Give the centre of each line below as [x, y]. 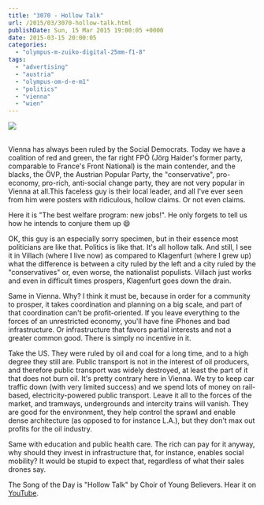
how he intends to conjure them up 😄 [69, 224]
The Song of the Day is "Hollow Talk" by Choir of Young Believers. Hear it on [132, 485]
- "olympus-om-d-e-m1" [52, 81]
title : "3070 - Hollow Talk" [56, 15]
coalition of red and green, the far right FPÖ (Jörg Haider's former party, [125, 158]
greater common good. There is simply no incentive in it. [100, 338]
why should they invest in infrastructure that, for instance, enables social [126, 453]
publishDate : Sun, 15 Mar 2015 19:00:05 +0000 [86, 30]
